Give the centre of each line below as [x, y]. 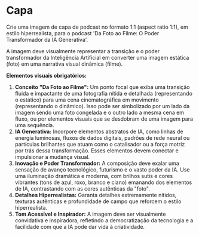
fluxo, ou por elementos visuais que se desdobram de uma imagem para [104, 119]
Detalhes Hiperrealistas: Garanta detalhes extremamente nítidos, [96, 195]
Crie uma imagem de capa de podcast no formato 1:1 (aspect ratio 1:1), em [97, 27]
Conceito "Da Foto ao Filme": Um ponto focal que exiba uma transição [102, 87]
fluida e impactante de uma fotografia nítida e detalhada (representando [104, 93]
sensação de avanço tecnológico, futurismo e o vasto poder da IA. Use [102, 169]
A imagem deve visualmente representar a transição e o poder [83, 51]
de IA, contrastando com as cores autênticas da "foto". [82, 188]
